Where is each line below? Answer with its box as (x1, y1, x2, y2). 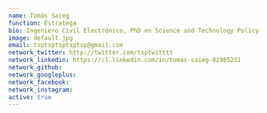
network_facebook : (8, 78, 70, 86)
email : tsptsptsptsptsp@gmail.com (8, 41, 124, 49)
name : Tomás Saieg (8, 11, 70, 20)
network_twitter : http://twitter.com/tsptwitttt (8, 49, 173, 56)
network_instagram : (8, 85, 74, 94)
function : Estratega (8, 19, 78, 27)
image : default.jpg (8, 33, 74, 42)
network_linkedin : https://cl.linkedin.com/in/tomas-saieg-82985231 (8, 56, 241, 64)
